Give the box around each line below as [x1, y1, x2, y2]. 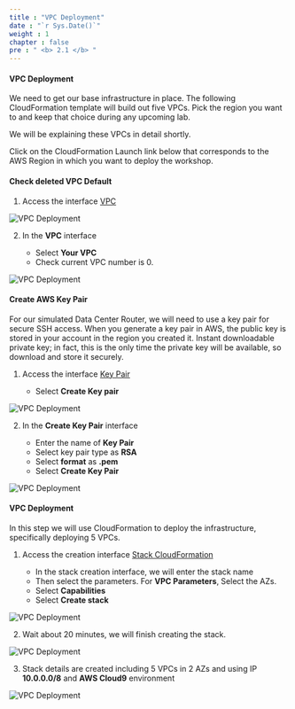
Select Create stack [35, 595, 109, 605]
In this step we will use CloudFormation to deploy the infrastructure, [9, 522, 257, 533]
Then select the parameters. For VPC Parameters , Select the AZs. [35, 575, 277, 586]
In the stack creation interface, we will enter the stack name [35, 566, 254, 577]
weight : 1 [9, 29, 50, 38]
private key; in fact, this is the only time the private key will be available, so [9, 342, 282, 353]
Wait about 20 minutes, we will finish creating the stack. [21, 628, 226, 639]
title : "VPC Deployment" [9, 12, 105, 22]
